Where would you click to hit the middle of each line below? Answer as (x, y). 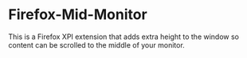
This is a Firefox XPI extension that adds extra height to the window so (123, 37)
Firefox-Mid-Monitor (78, 15)
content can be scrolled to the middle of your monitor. (96, 44)
